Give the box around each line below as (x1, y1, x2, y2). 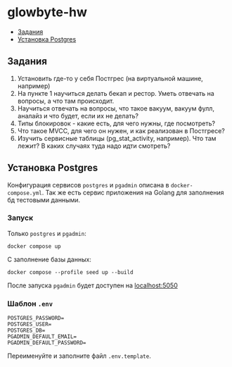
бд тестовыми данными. (7, 195, 81, 204)
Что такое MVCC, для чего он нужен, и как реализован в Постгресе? (17, 126, 225, 135)
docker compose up (7, 242, 61, 250)
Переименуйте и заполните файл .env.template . (7, 352, 151, 360)
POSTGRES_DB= (7, 327, 46, 335)
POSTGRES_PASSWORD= (7, 315, 65, 322)
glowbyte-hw (7, 4, 88, 20)
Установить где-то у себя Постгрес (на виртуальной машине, (17, 74, 204, 82)
